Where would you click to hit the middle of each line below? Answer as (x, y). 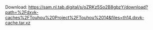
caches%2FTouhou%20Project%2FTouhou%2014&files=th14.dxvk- (75, 17)
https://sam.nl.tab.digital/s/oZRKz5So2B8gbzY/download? (88, 7)
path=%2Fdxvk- (22, 12)
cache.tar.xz (18, 23)
